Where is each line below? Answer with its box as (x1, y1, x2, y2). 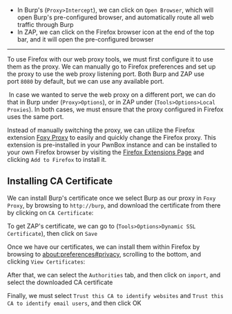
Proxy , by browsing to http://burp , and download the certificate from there (7, 201, 221, 210)
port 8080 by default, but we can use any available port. (7, 77, 164, 85)
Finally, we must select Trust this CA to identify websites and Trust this (7, 291, 224, 299)
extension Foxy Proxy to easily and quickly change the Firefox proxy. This (7, 133, 216, 141)
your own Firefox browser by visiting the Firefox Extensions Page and (7, 148, 204, 156)
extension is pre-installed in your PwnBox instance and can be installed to (7, 141, 217, 149)
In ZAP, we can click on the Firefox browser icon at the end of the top (17, 28, 215, 36)
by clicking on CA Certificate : (7, 208, 94, 216)
